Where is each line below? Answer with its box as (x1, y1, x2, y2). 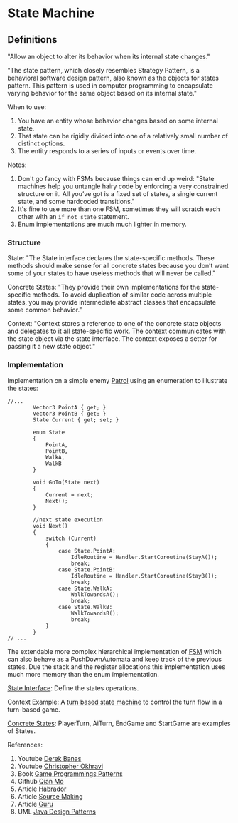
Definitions (7, 34, 58, 46)
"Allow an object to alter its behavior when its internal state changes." (7, 52, 211, 61)
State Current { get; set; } (33, 416, 119, 424)
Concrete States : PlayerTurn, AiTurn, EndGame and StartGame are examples (7, 719, 231, 727)
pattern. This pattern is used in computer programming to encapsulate (7, 81, 213, 90)
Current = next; (45, 491, 94, 499)
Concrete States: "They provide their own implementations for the (7, 283, 200, 292)
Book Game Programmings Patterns (17, 769, 123, 778)
